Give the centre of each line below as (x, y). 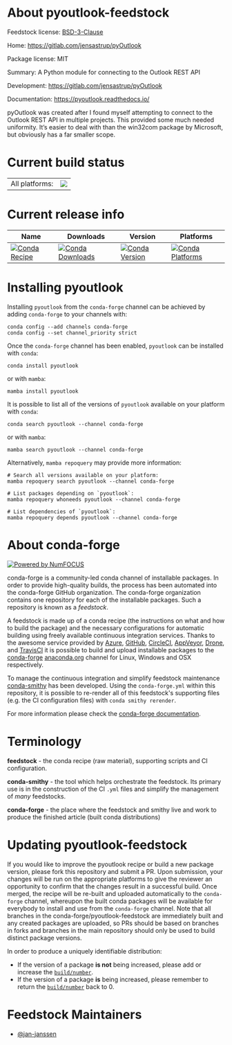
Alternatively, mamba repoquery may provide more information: (94, 463)
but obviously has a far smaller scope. (61, 134)
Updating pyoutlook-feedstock (97, 845)
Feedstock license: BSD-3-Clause (55, 32)
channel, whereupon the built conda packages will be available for (118, 901)
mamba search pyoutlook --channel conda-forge (75, 449)
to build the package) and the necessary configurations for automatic (106, 627)
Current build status (66, 162)
